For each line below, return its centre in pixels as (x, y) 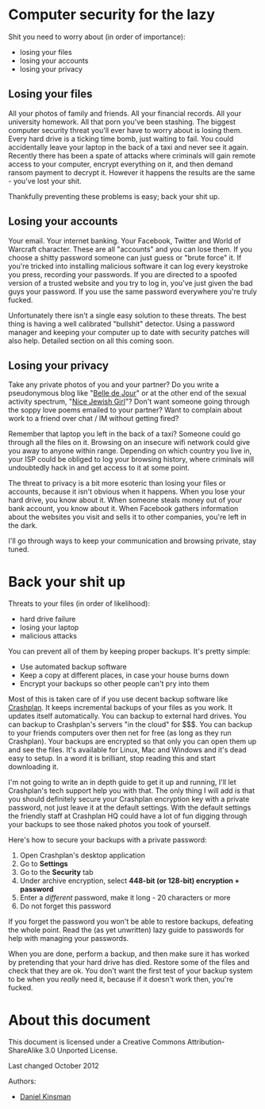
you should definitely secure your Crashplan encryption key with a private (129, 799)
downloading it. (33, 767)
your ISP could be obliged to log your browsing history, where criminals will (131, 459)
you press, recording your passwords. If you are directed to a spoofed (123, 274)
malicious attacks (48, 636)
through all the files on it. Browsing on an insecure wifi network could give (129, 443)
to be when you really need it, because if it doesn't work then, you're (121, 979)
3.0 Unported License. (81, 1050)
